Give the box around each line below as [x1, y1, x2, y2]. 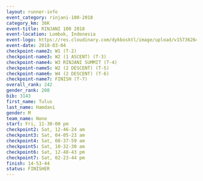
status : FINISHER [6, 166, 50, 172]
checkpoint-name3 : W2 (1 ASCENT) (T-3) [6, 54, 107, 60]
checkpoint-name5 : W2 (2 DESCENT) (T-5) [6, 65, 110, 71]
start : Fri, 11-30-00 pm [6, 121, 69, 127]
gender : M [6, 110, 31, 116]
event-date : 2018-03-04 [6, 43, 66, 49]
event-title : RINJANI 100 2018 [6, 25, 85, 32]
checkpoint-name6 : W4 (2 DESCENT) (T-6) [6, 71, 110, 77]
